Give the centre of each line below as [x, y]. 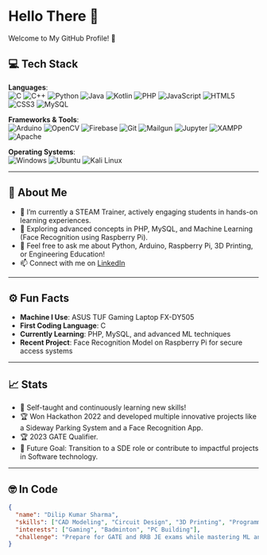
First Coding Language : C [63, 326]
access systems [46, 351]
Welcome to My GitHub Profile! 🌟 [62, 38]
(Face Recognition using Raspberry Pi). [84, 237]
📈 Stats [28, 384]
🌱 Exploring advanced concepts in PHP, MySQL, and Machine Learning [136, 229]
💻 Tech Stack [43, 64]
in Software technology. [58, 457]
